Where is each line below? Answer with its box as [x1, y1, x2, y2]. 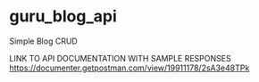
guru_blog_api [9, 6, 118, 27]
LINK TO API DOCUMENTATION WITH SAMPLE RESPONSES [9, 53, 231, 63]
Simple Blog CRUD [9, 36, 78, 46]
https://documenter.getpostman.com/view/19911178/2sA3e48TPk [9, 62, 250, 73]
